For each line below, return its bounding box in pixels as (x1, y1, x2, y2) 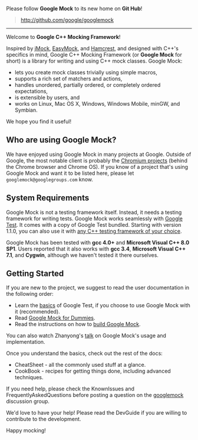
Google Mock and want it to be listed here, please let (6, 170, 134, 177)
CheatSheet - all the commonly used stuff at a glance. (14, 361, 146, 369)
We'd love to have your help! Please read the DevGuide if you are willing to (6, 409, 187, 416)
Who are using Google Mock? (6, 135, 117, 145)
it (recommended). (14, 308, 60, 315)
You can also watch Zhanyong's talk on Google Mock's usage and (6, 332, 167, 339)
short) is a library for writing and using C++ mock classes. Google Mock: (6, 57, 183, 64)
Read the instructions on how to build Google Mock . (14, 321, 141, 328)
